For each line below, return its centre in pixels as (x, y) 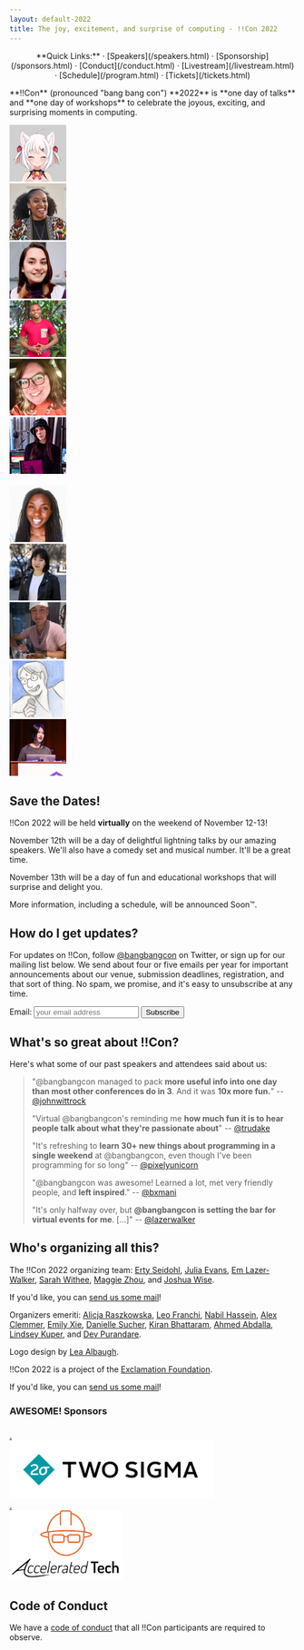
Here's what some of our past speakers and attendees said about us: (138, 1063)
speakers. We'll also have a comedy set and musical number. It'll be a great (150, 850)
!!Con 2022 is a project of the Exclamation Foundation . (111, 1369)
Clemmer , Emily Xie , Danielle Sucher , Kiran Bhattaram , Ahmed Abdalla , (142, 1324)
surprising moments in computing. (74, 112)
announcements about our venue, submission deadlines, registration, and (147, 974)
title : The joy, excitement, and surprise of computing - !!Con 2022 (144, 29)
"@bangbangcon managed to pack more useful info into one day (154, 1082)
